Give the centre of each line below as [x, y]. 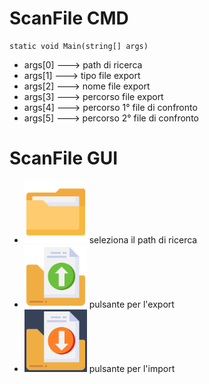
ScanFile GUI [64, 158]
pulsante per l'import [132, 368]
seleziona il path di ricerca [143, 239]
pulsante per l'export [131, 304]
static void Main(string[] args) [79, 46]
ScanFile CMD [69, 18]
